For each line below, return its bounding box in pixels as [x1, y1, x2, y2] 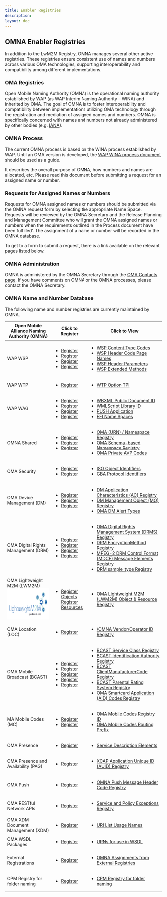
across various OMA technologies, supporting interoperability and [5, 61, 140, 67]
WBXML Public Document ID [96, 397, 155, 403]
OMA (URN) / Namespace [96, 429, 150, 435]
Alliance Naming [10, 328, 46, 334]
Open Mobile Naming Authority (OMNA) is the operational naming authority [5, 90, 159, 97]
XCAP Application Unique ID [96, 758, 155, 764]
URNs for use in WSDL [96, 839, 143, 845]
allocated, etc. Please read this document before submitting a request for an [5, 172, 162, 178]
